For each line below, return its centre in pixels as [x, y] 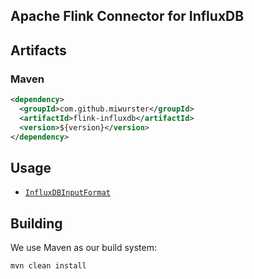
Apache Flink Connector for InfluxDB [127, 16]
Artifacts [38, 50]
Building [36, 223]
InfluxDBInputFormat [67, 193]
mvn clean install [48, 266]
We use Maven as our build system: [83, 248]
